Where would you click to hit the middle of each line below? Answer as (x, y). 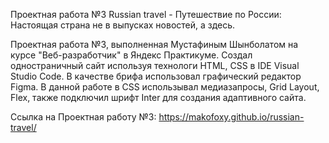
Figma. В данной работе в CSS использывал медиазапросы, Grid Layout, (165, 87)
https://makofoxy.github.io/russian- (231, 117)
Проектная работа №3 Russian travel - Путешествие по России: (146, 14)
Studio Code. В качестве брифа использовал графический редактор (156, 76)
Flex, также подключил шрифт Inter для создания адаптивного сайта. (158, 97)
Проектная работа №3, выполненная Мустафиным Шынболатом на (154, 44)
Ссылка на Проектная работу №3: (83, 117)
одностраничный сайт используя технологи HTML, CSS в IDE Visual (155, 65)
